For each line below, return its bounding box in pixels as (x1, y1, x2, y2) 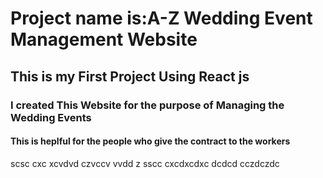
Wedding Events (10, 110, 92, 124)
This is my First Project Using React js (10, 68, 250, 85)
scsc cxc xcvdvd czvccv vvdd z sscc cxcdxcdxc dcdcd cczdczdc (10, 157, 280, 169)
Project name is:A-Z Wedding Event (10, 7, 313, 30)
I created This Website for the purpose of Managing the (10, 98, 285, 112)
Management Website (10, 28, 198, 51)
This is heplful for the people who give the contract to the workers (10, 135, 291, 147)
